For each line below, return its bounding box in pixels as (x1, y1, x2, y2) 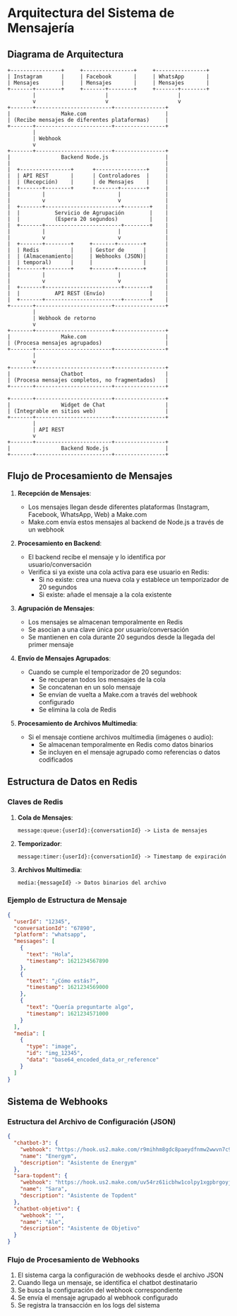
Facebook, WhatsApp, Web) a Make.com (28, 510, 147, 518)
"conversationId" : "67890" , (13, 925, 97, 932)
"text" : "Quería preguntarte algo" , (25, 1004, 134, 1011)
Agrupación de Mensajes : (17, 604, 95, 612)
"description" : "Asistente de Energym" (20, 1159, 138, 1166)
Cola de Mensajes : (17, 813, 73, 822)
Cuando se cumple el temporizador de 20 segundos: (28, 668, 182, 676)
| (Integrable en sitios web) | (7, 408, 169, 415)
